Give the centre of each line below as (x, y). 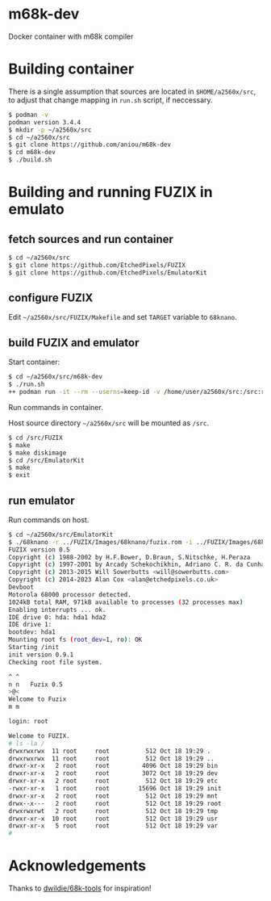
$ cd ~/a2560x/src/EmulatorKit (61, 534)
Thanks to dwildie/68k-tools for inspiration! (80, 888)
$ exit (19, 476)
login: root (28, 722)
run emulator (42, 500)
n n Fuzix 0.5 (35, 684)
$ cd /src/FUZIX (35, 438)
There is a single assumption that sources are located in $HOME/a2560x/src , (132, 91)
